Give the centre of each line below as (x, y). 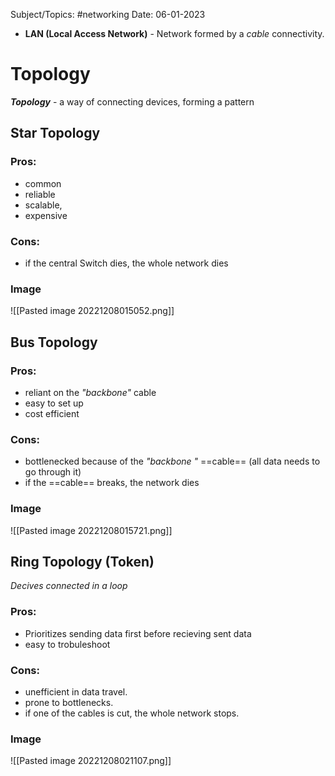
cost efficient (52, 413)
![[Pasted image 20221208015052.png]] (92, 311)
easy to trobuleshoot (67, 644)
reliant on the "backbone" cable (90, 392)
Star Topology (55, 133)
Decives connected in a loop (69, 586)
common (43, 183)
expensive (46, 215)
